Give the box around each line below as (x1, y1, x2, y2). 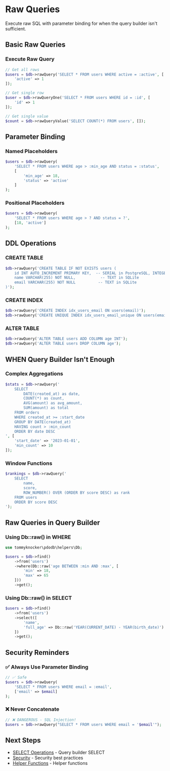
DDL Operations (5, 239, 57, 248)
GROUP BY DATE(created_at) (14, 419, 71, 424)
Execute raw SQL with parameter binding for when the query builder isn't (5, 20, 158, 26)
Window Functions (5, 460, 53, 467)
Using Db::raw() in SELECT (5, 594, 72, 601)
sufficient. (5, 25, 26, 31)
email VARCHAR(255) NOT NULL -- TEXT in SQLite (14, 280, 137, 285)
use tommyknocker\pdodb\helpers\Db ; (5, 545, 82, 550)
